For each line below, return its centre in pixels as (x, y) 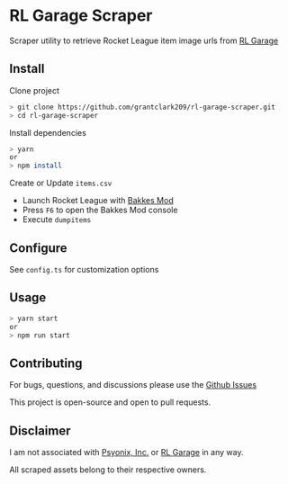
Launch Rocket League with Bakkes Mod (98, 201)
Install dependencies (48, 132)
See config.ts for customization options (84, 269)
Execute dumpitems (57, 220)
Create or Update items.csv (61, 183)
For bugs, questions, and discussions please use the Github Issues (133, 385)
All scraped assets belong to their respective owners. (108, 470)
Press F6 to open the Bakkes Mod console (100, 210)
